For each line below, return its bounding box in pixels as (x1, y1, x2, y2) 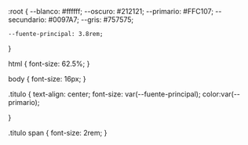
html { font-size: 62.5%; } (8, 59, 90, 68)
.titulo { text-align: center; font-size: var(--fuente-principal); (8, 89, 202, 99)
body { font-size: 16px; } (8, 74, 86, 83)
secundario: (8, 15, 47, 24)
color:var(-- (202, 89, 241, 99)
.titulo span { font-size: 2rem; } (8, 129, 108, 137)
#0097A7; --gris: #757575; (48, 15, 134, 24)
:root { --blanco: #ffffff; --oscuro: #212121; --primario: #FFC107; (8, 7, 214, 16)
